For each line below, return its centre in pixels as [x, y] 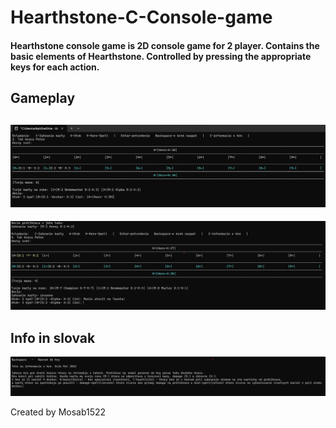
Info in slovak [53, 337]
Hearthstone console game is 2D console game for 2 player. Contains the [165, 45]
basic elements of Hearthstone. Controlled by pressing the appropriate [161, 56]
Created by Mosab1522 [58, 412]
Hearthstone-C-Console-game [141, 17]
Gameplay [43, 98]
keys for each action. [55, 67]
